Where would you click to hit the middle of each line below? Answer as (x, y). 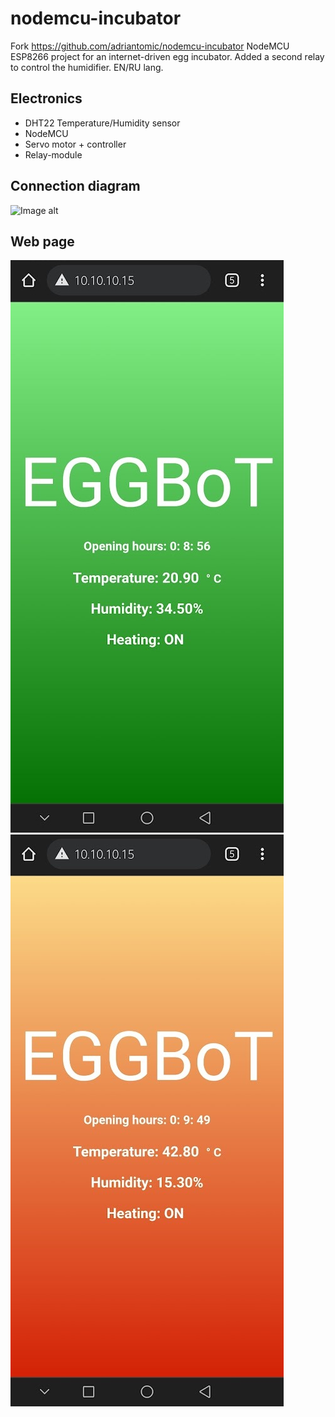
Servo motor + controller (75, 144)
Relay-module (53, 154)
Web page (42, 241)
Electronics (46, 98)
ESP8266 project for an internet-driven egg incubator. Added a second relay (167, 56)
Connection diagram (75, 186)
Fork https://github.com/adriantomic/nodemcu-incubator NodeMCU (150, 46)
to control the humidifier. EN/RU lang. (87, 67)
